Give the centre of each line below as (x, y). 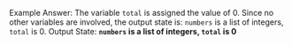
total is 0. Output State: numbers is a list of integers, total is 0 (123, 31)
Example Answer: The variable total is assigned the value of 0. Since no (142, 13)
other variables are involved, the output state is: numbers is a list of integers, (146, 22)
